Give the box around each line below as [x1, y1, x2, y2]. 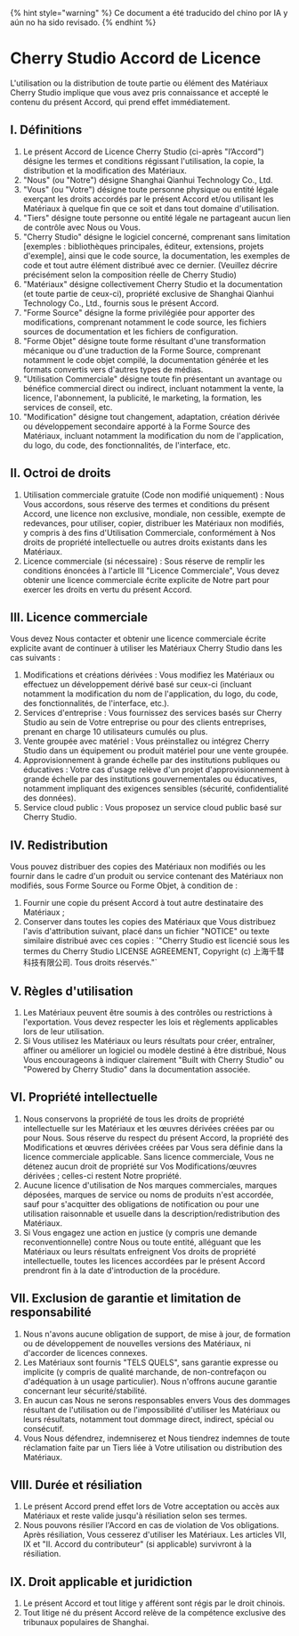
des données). [22, 793, 77, 803]
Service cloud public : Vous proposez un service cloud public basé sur [22, 802, 282, 813]
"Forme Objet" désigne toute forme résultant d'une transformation [22, 335, 266, 346]
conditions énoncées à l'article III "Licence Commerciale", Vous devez [22, 565, 279, 576]
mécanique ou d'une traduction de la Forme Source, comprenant [22, 345, 262, 356]
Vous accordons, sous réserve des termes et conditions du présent [22, 498, 271, 509]
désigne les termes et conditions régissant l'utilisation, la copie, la [22, 155, 265, 166]
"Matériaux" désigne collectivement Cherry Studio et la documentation [22, 278, 283, 289]
